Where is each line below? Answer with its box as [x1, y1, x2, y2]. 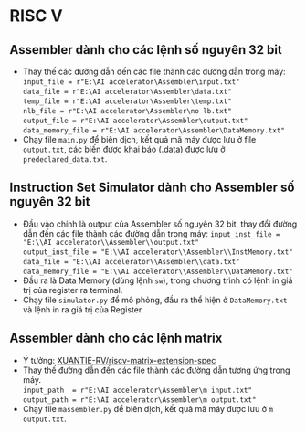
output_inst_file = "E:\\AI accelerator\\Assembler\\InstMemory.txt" [22, 248, 294, 257]
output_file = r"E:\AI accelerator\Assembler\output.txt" [22, 116, 248, 125]
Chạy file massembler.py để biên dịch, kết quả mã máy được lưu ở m [22, 403, 274, 414]
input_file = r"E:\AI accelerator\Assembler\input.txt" [22, 78, 240, 87]
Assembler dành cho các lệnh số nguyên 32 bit [9, 42, 283, 58]
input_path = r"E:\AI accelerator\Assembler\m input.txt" [22, 385, 253, 395]
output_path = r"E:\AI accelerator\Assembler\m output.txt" [22, 395, 257, 405]
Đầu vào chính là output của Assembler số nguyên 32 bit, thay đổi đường [22, 218, 298, 229]
